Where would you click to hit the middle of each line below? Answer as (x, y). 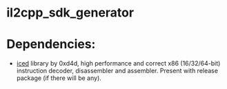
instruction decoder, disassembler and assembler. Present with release (117, 71)
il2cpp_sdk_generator (70, 13)
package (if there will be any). (59, 78)
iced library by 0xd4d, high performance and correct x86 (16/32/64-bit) (118, 63)
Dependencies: (51, 44)
